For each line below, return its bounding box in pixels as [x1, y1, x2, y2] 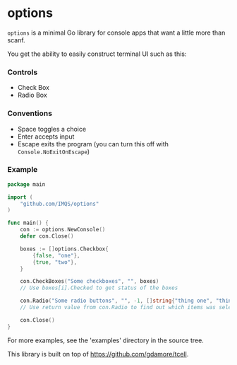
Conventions [7, 108, 53, 118]
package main [7, 180, 46, 188]
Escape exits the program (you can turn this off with [17, 139, 169, 148]
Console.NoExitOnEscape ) [17, 147, 90, 156]
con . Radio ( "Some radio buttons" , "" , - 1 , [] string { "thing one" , [20, 297, 213, 305]
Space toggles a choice [17, 124, 87, 133]
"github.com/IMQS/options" [20, 200, 99, 207]
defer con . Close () [20, 233, 74, 240]
